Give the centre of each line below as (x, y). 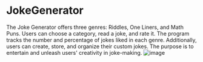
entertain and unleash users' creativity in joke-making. (74, 52)
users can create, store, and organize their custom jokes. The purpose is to (100, 46)
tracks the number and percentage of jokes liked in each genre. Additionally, (101, 40)
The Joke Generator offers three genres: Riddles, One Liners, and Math (95, 27)
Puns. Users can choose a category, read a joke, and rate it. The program (98, 33)
